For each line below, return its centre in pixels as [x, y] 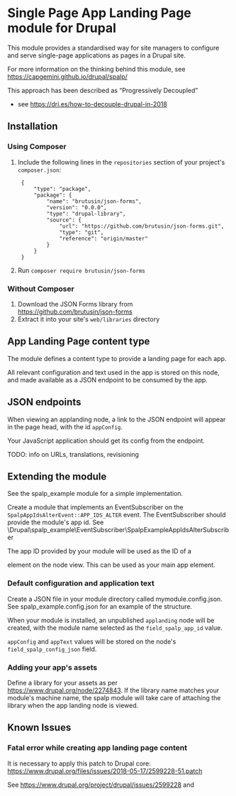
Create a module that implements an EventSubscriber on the [95, 507]
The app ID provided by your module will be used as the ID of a [99, 551]
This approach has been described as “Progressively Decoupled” [103, 90]
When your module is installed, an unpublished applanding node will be [111, 620]
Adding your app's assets [52, 667]
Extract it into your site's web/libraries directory [89, 319]
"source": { [64, 220]
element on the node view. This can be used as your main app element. [111, 565]
